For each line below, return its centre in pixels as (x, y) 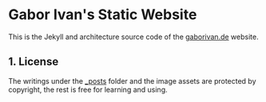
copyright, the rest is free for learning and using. (88, 89)
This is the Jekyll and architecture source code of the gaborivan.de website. (133, 37)
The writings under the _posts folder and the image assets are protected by (133, 80)
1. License (34, 62)
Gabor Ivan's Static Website (103, 15)
